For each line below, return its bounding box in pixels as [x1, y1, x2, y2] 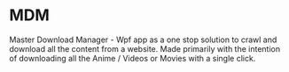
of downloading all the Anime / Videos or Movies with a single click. [9, 53, 256, 63]
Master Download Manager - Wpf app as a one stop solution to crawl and [9, 34, 277, 45]
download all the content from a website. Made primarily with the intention [9, 43, 281, 54]
